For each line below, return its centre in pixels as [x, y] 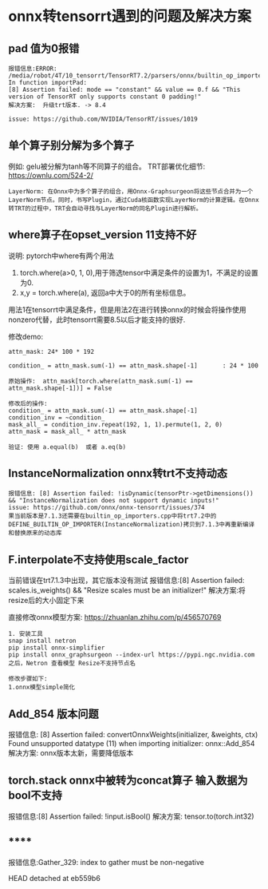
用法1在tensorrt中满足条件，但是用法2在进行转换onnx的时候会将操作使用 [128, 309]
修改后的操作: [28, 403]
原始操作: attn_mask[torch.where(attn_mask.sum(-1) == [100, 381]
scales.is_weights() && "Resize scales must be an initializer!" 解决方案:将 [127, 590]
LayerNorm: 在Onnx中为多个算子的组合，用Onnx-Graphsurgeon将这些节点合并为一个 [131, 191]
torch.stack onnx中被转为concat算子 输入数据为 [128, 781]
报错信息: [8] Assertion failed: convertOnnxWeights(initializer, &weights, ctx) [133, 735]
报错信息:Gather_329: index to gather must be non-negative [106, 862]
